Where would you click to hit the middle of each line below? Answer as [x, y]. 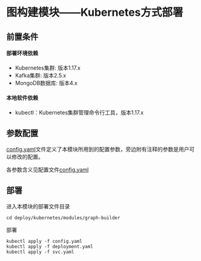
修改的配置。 [27, 157]
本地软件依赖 [22, 98]
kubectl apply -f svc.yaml [40, 252]
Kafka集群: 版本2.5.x [41, 75]
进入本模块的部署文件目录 [38, 206]
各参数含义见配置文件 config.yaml [48, 170]
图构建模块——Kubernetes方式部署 [95, 12]
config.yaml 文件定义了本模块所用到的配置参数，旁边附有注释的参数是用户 [98, 149]
